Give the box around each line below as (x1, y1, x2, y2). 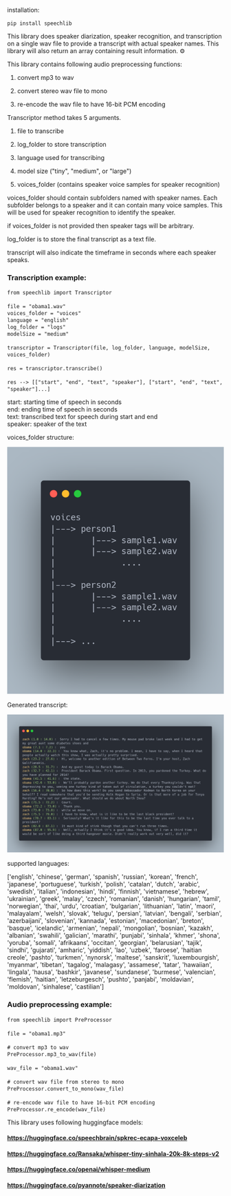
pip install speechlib (7, 20, 72, 27)
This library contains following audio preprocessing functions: (7, 60, 182, 68)
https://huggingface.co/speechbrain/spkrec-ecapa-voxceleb (7, 1134, 188, 1142)
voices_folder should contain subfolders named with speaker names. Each (7, 194, 218, 202)
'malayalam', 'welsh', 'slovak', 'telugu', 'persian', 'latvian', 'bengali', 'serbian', (7, 909, 222, 918)
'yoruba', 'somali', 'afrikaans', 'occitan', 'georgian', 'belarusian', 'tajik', (7, 939, 203, 947)
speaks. (7, 256, 30, 264)
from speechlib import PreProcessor (7, 1016, 112, 1023)
